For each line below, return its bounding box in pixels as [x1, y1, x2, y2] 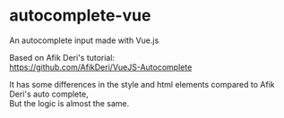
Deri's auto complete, [9, 88, 89, 99]
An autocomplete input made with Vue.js [9, 35, 159, 46]
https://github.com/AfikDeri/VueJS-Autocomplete [9, 62, 193, 72]
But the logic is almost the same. [9, 97, 130, 108]
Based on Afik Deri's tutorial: [9, 52, 115, 63]
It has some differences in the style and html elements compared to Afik [9, 79, 275, 89]
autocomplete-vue [9, 5, 151, 26]
